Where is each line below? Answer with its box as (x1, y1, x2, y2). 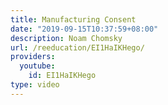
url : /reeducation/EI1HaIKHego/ (10, 42, 145, 53)
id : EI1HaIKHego (28, 71, 97, 81)
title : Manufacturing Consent (10, 14, 137, 25)
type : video (10, 80, 60, 90)
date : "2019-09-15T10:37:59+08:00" (10, 24, 159, 34)
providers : (10, 52, 56, 62)
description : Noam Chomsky (10, 33, 123, 43)
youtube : (19, 61, 56, 71)
